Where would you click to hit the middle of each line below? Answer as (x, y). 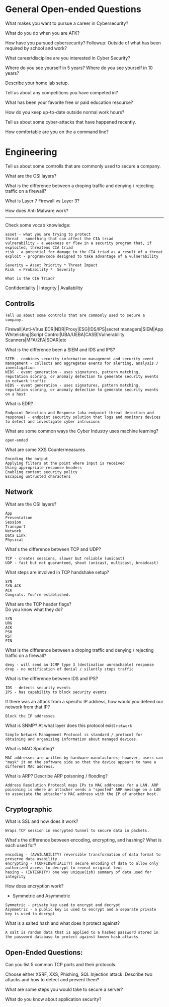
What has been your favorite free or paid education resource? (69, 102)
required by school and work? (36, 48)
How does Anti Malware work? (37, 210)
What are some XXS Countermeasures (45, 450)
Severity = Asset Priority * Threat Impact (52, 265)
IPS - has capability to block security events (56, 692)
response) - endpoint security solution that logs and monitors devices (83, 417)
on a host (16, 394)
